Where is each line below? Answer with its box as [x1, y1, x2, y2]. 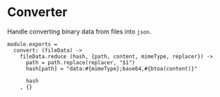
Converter [7, 4, 68, 20]
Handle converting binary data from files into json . [7, 27, 152, 36]
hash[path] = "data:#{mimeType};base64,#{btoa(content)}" [25, 65, 198, 72]
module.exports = [7, 40, 58, 47]
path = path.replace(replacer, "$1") [25, 59, 136, 66]
